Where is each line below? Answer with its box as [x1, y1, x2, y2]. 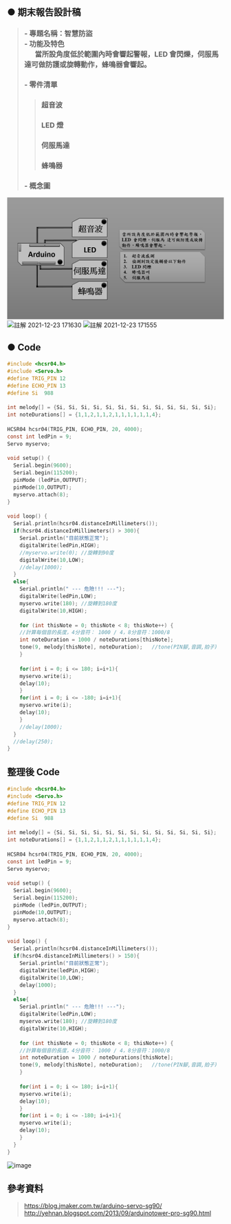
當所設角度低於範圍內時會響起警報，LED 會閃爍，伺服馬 [34, 50, 219, 59]
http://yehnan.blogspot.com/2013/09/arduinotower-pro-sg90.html [23, 1209, 212, 1217]
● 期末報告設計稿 [7, 6, 81, 19]
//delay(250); [13, 738, 54, 745]
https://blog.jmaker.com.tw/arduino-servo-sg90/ [23, 1201, 162, 1210]
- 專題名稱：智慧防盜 [23, 29, 93, 39]
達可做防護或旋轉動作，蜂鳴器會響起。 [23, 60, 151, 70]
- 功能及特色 [23, 39, 65, 49]
